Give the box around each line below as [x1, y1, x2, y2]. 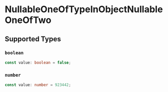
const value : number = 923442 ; [5, 82, 71, 87]
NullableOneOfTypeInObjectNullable [5, 4, 163, 15]
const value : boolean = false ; [5, 60, 71, 65]
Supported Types [5, 35, 62, 43]
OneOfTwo [5, 14, 51, 26]
